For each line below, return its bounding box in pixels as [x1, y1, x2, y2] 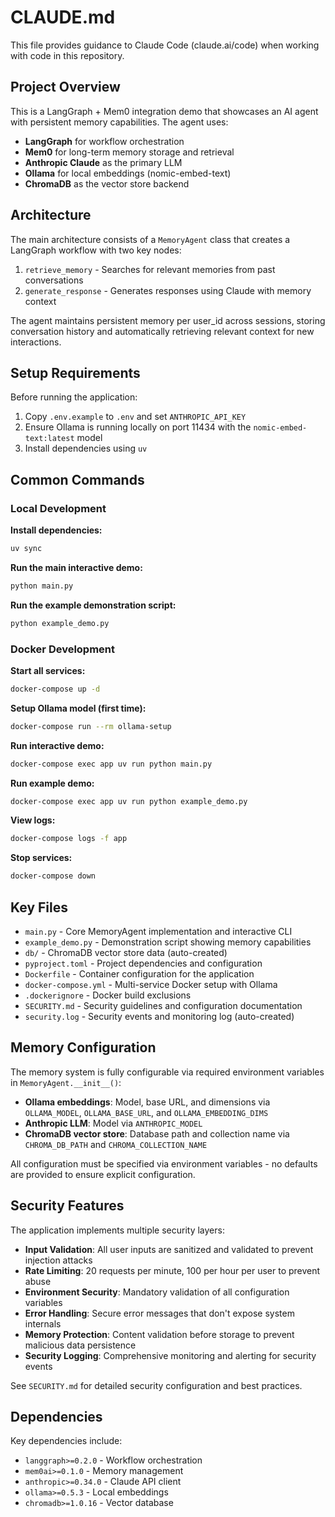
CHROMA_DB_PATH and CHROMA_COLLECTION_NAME [24, 1138, 208, 1150]
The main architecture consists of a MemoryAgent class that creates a [10, 233, 291, 245]
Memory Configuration [10, 1039, 157, 1056]
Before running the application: [10, 391, 138, 403]
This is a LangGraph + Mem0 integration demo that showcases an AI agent [10, 105, 319, 117]
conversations [24, 274, 84, 286]
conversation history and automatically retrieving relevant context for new [10, 325, 315, 337]
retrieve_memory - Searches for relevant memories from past [24, 263, 276, 275]
